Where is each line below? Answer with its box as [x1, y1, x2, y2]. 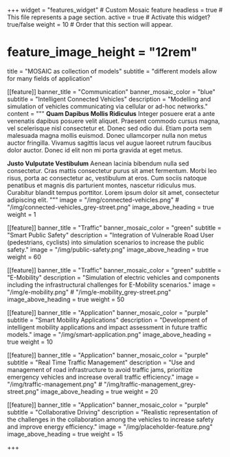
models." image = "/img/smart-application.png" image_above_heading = [7, 330, 212, 338]
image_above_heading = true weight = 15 [7, 430, 124, 438]
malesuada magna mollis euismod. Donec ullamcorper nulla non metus [7, 131, 207, 139]
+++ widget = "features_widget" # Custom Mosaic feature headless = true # [7, 6, 223, 14]
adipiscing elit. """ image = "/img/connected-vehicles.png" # [7, 196, 180, 204]
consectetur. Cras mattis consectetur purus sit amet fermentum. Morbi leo [7, 166, 218, 174]
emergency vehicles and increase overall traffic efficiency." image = [7, 373, 200, 381]
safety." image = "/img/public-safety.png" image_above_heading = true [7, 245, 209, 253]
